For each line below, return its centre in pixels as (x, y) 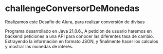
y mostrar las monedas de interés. (39, 46)
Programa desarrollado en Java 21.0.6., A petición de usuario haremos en (79, 31)
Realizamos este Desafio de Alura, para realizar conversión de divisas (75, 22)
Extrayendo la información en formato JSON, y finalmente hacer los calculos (82, 41)
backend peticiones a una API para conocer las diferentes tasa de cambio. (80, 36)
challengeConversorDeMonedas (72, 8)
